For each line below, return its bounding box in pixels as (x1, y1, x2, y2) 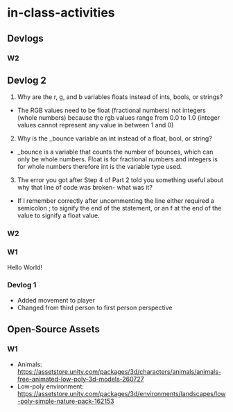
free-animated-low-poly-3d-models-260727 (17, 375, 144, 383)
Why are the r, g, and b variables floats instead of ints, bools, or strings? (17, 93, 223, 101)
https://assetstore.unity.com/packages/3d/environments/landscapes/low (17, 389, 226, 397)
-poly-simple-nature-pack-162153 (17, 397, 114, 405)
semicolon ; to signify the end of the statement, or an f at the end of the (17, 204, 222, 213)
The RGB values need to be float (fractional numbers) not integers (17, 106, 206, 115)
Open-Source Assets (7, 323, 101, 335)
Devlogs (7, 33, 44, 44)
